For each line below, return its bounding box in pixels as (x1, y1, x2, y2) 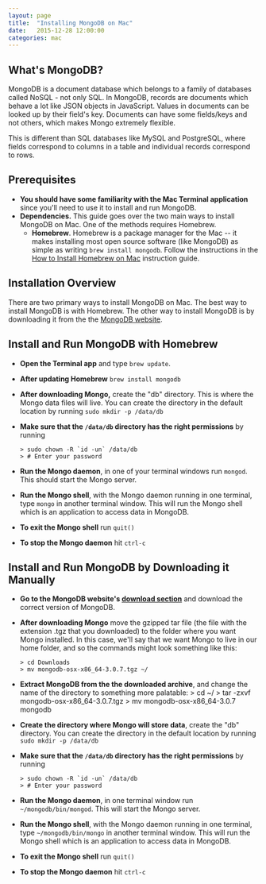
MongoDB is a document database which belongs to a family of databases (8, 84, 252, 94)
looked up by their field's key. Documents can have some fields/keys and (8, 110, 248, 119)
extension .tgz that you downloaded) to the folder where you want (19, 627, 237, 636)
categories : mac (8, 33, 62, 42)
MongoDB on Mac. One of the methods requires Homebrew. (19, 219, 217, 229)
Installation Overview (8, 276, 117, 290)
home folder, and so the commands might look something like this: (19, 643, 237, 653)
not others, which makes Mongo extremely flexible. (8, 118, 176, 128)
